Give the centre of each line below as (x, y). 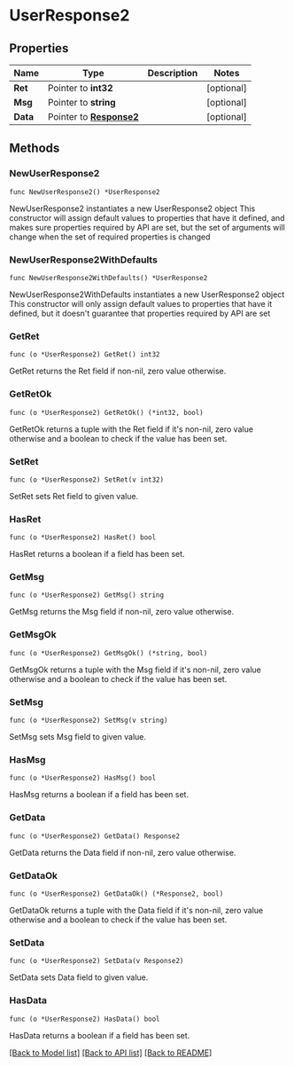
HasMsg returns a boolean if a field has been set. (99, 795)
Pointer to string (82, 102)
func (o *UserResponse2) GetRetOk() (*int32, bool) (106, 412)
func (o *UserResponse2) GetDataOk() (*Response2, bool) (116, 894)
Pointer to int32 (80, 88)
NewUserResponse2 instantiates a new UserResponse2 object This (132, 208)
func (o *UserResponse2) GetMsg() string (87, 595)
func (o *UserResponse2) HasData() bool (85, 1019)
